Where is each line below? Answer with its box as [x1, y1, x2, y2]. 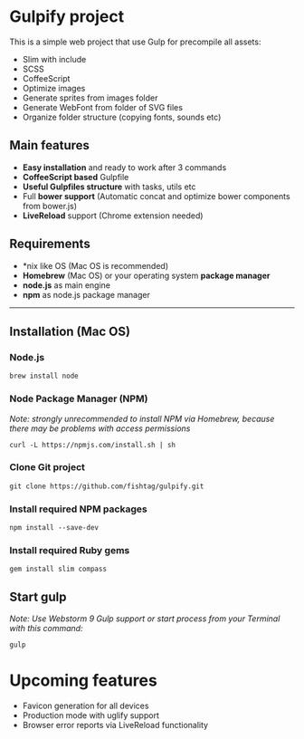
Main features [9, 138, 90, 153]
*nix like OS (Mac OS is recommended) [22, 260, 169, 271]
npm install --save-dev [9, 523, 100, 533]
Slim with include [22, 53, 87, 64]
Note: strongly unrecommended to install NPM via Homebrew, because [9, 413, 275, 424]
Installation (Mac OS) [9, 323, 131, 339]
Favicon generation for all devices [22, 700, 149, 712]
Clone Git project [9, 461, 86, 474]
